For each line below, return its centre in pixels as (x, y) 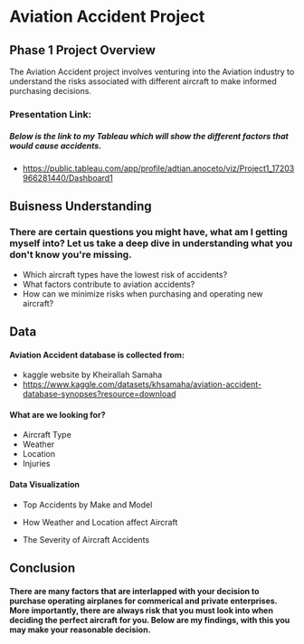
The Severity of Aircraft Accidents (86, 539)
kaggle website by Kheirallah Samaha (92, 375)
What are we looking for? (57, 414)
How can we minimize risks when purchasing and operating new (143, 294)
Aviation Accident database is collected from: (97, 355)
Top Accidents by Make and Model (87, 505)
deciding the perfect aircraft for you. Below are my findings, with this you (150, 620)
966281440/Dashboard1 (67, 177)
